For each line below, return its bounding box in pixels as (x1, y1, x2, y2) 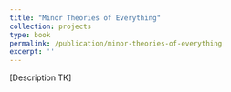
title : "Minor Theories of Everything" (9, 13, 162, 23)
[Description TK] (9, 72, 72, 83)
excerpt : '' (9, 47, 55, 56)
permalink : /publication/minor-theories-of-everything (9, 38, 223, 48)
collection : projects (9, 22, 92, 31)
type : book (9, 30, 51, 39)
